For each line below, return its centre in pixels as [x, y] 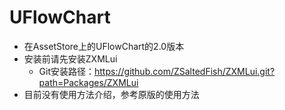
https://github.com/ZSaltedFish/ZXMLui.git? [185, 71]
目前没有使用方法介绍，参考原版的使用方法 [111, 94]
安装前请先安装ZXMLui [70, 58]
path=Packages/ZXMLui [88, 82]
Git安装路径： [67, 71]
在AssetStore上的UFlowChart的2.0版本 [104, 46]
